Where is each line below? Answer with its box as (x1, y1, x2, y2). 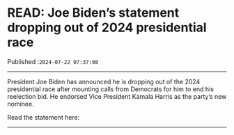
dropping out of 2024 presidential (7, 19, 207, 35)
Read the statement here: (7, 113, 80, 121)
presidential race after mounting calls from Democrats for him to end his (7, 85, 214, 93)
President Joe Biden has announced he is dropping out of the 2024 (7, 77, 201, 86)
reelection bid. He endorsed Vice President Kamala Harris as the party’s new (7, 92, 227, 100)
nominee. (7, 100, 34, 108)
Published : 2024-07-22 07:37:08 (7, 57, 99, 65)
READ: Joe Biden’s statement (7, 5, 180, 21)
